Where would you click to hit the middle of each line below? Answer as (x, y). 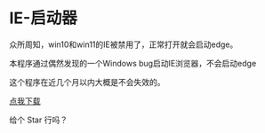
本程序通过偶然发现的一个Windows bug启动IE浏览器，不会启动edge (133, 63)
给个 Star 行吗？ (39, 120)
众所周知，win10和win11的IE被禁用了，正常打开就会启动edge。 (124, 44)
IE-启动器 (43, 18)
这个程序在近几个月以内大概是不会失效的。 (87, 82)
